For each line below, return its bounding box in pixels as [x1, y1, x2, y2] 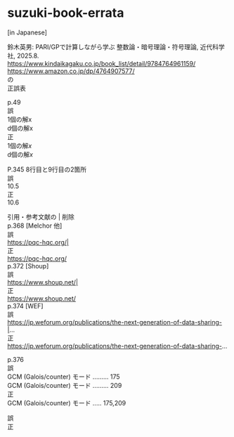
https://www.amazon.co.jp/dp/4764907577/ [7, 67, 135, 75]
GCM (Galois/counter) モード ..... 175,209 [7, 398, 126, 407]
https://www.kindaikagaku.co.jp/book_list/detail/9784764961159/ [7, 59, 196, 67]
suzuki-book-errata [7, 5, 124, 21]
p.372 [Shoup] [7, 261, 49, 270]
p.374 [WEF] [7, 301, 44, 310]
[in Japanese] [7, 28, 48, 37]
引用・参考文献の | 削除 [7, 212, 75, 221]
